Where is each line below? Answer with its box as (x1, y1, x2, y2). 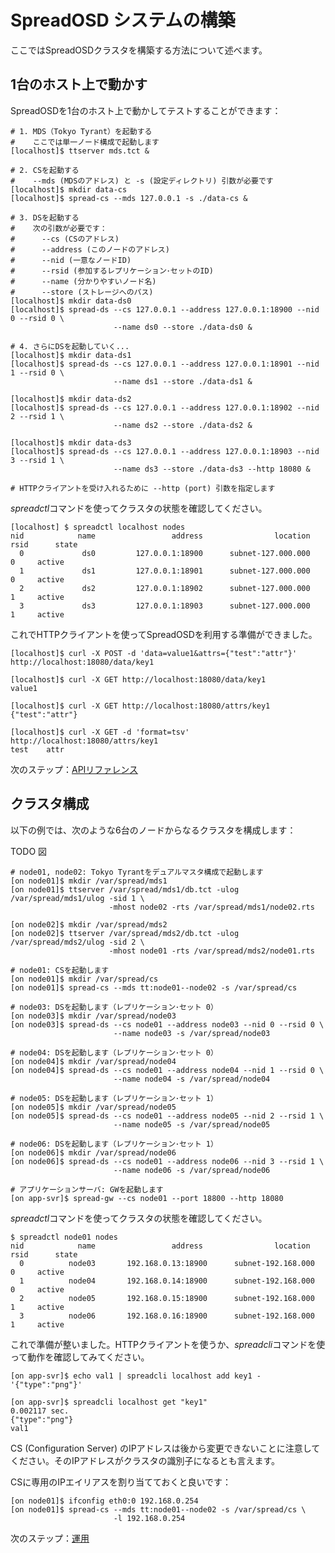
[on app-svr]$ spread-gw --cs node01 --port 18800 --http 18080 (10, 1193, 284, 1203)
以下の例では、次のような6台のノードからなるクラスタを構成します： (10, 824, 297, 836)
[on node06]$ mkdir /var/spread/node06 (10, 1147, 177, 1158)
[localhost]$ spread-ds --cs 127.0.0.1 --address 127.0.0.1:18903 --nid (10, 446, 320, 456)
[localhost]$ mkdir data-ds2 (10, 394, 132, 404)
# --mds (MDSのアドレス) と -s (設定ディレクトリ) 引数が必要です (10, 176, 274, 186)
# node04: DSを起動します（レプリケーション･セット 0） (10, 1047, 218, 1058)
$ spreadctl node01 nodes (10, 1232, 118, 1242)
